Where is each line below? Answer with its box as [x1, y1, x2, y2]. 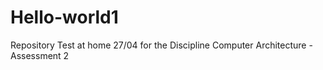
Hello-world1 [10, 6, 119, 29]
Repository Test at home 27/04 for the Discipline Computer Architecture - [10, 39, 313, 51]
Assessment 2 [10, 49, 70, 61]
